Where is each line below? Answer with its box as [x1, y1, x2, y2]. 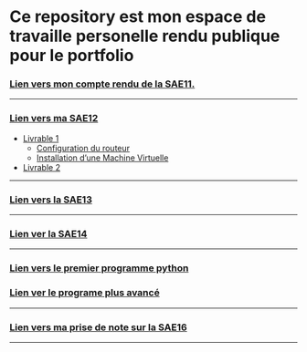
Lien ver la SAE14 [9, 228, 88, 240]
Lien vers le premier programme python [9, 262, 189, 274]
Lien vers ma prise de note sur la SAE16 [9, 321, 187, 334]
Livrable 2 [22, 161, 61, 172]
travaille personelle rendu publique [9, 26, 281, 47]
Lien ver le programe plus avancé [9, 286, 160, 299]
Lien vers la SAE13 [9, 193, 93, 206]
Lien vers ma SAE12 [9, 112, 99, 125]
